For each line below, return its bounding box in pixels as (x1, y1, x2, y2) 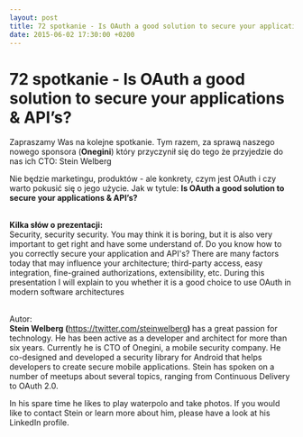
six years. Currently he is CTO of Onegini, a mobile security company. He (9, 342, 281, 353)
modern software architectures (9, 287, 124, 297)
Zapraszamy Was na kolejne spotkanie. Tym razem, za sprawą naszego (9, 137, 275, 148)
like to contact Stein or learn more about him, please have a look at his (9, 407, 271, 419)
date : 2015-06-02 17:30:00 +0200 (9, 30, 135, 39)
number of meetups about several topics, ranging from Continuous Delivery (9, 371, 290, 382)
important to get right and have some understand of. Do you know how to (9, 239, 282, 250)
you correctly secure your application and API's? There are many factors (9, 249, 280, 259)
